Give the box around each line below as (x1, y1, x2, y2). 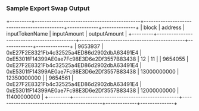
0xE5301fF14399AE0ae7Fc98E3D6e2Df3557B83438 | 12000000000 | (6, 87, 179, 94)
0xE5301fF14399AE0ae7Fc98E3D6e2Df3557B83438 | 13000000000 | (6, 68, 179, 75)
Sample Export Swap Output (6, 4, 90, 12)
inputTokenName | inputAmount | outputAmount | (6, 30, 127, 37)
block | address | (143, 24, 185, 31)
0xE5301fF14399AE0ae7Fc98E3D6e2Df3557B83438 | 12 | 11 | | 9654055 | (6, 55, 189, 63)
